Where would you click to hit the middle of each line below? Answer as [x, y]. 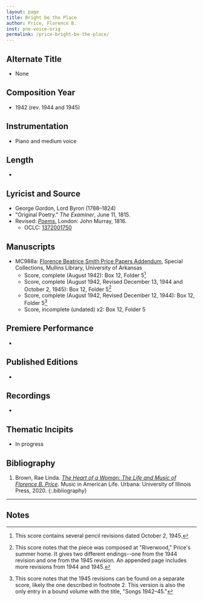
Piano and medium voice [46, 141]
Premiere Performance [50, 328]
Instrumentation [37, 126]
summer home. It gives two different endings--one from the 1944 [96, 554]
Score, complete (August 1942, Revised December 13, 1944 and [103, 281]
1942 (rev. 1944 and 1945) [47, 107]
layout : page [23, 12]
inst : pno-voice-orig [34, 29]
